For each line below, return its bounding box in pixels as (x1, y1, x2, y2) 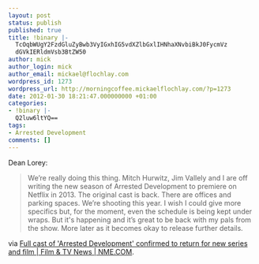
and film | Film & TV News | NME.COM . (8, 247, 134, 256)
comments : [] (8, 136, 51, 144)
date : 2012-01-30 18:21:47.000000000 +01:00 (8, 92, 157, 100)
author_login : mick (8, 63, 73, 71)
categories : (8, 99, 47, 107)
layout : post (8, 11, 51, 20)
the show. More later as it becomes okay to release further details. (27, 223, 243, 232)
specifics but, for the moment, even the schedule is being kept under (27, 206, 253, 216)
